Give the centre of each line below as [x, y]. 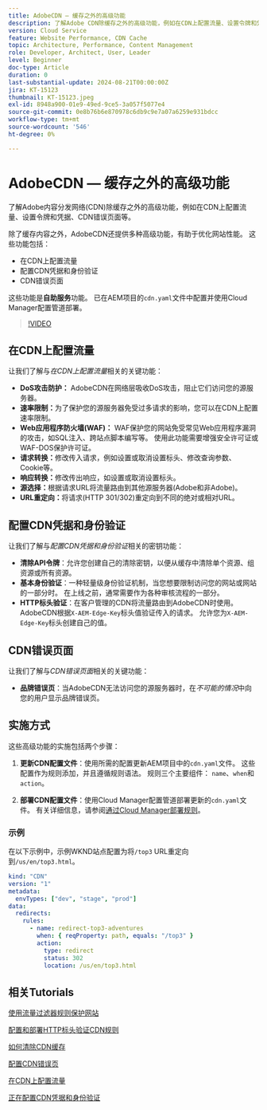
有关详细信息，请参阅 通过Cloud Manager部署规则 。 [120, 809]
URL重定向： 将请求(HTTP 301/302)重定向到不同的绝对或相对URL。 [130, 498]
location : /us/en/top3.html [90, 966]
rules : [33, 921]
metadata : [25, 891]
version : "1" [30, 884]
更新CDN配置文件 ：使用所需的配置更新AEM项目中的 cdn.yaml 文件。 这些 [137, 763]
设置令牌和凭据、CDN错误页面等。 [78, 217]
